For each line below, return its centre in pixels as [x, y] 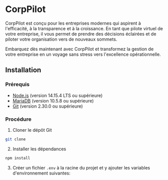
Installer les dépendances [39, 149]
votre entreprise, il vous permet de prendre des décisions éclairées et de [81, 34]
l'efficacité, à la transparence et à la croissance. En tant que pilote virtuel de [84, 28]
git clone [16, 139]
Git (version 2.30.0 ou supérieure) [48, 106]
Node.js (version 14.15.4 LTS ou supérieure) [58, 95]
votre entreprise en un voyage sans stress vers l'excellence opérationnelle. [83, 54]
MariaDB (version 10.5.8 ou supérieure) [53, 101]
